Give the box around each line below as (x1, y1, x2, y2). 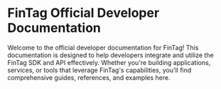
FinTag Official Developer (7, 5, 160, 21)
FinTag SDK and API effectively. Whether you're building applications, (7, 58, 211, 66)
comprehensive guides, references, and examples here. (7, 73, 171, 82)
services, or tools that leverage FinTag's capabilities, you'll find (7, 66, 192, 74)
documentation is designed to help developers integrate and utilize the (7, 51, 215, 59)
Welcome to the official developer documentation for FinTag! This (7, 43, 199, 52)
